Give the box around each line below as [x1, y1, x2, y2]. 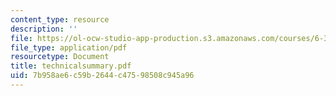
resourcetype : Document [10, 52, 110, 62]
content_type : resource [10, 14, 110, 25]
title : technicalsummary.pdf [10, 61, 132, 71]
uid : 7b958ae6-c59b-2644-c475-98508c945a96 [10, 71, 195, 81]
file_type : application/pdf [10, 42, 128, 53]
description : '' [10, 24, 78, 34]
